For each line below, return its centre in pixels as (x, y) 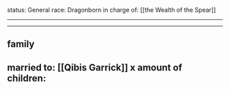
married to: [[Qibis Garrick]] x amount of (95, 67)
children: (27, 78)
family (21, 44)
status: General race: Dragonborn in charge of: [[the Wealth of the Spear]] (112, 10)
